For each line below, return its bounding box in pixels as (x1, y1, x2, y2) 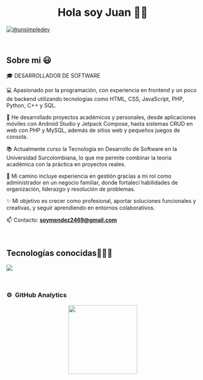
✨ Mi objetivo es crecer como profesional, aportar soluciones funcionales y (6, 197, 196, 204)
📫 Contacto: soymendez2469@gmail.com (6, 216, 117, 224)
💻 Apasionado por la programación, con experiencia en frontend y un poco (6, 86, 197, 93)
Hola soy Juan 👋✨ (57, 5, 148, 20)
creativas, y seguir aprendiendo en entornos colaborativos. (6, 204, 155, 211)
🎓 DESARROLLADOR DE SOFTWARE (6, 71, 101, 79)
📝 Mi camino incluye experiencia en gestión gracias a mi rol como (6, 172, 172, 180)
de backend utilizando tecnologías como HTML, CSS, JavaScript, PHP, (6, 95, 185, 103)
